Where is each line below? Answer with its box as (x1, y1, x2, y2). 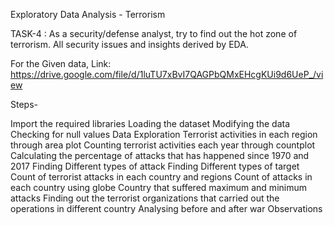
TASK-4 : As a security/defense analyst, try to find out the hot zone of (10, 28, 298, 39)
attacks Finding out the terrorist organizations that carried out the (10, 192, 280, 204)
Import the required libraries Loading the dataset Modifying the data (10, 118, 291, 129)
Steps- (10, 99, 38, 110)
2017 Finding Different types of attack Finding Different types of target (10, 160, 300, 172)
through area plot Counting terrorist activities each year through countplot (10, 139, 316, 151)
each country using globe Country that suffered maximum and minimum (10, 182, 307, 193)
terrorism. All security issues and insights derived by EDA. (10, 39, 249, 50)
